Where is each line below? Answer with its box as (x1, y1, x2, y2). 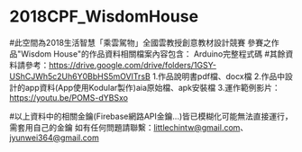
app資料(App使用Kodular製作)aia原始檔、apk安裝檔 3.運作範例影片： (24, 82, 281, 93)
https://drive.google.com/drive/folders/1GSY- (49, 59, 217, 70)
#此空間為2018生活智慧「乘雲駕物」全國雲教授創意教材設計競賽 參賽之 (9, 37, 272, 48)
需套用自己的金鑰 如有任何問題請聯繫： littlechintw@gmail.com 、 (9, 121, 249, 132)
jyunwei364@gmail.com (9, 132, 99, 143)
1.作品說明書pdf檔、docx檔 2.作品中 (151, 70, 286, 82)
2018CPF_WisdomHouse (9, 6, 199, 27)
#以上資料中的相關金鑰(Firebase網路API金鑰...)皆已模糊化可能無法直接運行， (9, 111, 293, 121)
